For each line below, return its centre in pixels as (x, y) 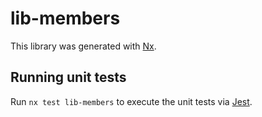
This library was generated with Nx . (83, 46)
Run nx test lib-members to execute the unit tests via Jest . (131, 101)
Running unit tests (68, 77)
